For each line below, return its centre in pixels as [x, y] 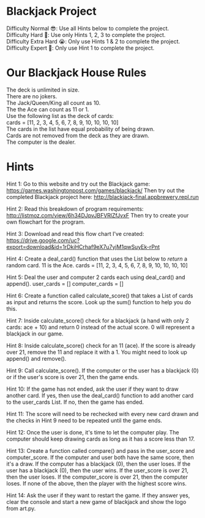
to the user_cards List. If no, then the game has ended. [75, 402]
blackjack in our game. [35, 334]
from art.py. [21, 508]
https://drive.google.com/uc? [43, 240]
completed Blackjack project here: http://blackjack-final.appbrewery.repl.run [102, 197]
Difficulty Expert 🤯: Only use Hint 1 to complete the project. [80, 48]
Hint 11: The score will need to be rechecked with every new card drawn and [102, 414]
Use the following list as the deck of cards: [60, 116]
